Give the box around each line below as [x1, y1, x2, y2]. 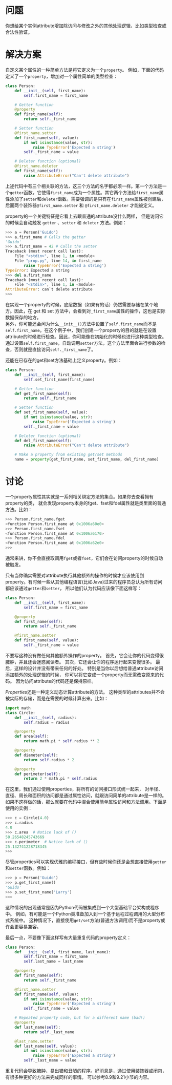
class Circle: [5, 710, 36, 715]
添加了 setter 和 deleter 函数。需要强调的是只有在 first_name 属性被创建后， [9, 196, 166, 202]
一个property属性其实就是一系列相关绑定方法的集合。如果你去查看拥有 [5, 493, 154, 499]
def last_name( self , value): [14, 1044, 77, 1049]
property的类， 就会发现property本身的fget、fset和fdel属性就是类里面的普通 [5, 500, 166, 506]
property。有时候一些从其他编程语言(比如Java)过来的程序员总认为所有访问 [5, 579, 163, 585]
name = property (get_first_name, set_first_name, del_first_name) [14, 457, 159, 462]
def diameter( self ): [14, 753, 58, 758]
